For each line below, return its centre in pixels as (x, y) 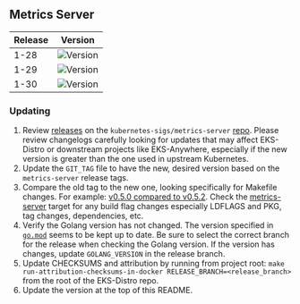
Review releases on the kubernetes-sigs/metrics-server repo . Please (150, 131)
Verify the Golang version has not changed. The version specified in (148, 225)
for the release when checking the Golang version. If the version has (148, 244)
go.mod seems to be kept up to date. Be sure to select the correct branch (155, 235)
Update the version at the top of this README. (107, 291)
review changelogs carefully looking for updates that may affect (140, 140)
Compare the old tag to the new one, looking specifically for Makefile (150, 188)
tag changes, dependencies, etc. (83, 216)
